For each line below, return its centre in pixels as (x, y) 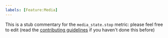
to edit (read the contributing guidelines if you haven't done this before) (80, 30)
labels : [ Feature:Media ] (31, 10)
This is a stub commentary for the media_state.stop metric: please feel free (84, 24)
